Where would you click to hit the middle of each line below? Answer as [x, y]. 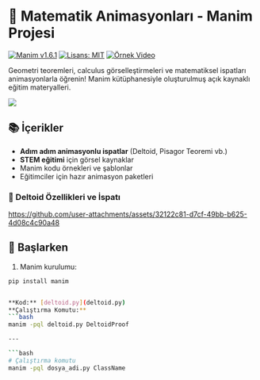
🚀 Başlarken [38, 248]
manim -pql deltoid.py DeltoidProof [69, 324]
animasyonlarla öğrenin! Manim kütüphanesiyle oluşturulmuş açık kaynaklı [129, 79]
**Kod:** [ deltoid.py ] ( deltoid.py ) [67, 302]
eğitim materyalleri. [40, 87]
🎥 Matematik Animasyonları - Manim [131, 16]
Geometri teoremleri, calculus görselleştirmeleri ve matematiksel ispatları [127, 70]
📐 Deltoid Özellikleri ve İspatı [65, 197]
